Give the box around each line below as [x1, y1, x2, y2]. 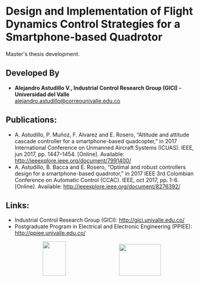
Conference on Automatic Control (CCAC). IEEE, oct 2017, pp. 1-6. [14, 176, 179, 183]
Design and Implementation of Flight [5, 4, 193, 18]
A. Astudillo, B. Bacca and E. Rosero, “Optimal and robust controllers [14, 163, 186, 171]
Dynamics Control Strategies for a [5, 17, 181, 31]
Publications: [5, 115, 57, 125]
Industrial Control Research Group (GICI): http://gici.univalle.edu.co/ [14, 216, 185, 224]
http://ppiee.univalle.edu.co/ [14, 230, 86, 237]
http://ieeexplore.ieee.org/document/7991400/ [14, 157, 131, 164]
